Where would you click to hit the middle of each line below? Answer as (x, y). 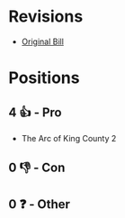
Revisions (46, 17)
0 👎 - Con (37, 168)
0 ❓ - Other (40, 204)
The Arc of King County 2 (69, 138)
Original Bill (43, 41)
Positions (44, 78)
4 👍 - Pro (35, 112)
